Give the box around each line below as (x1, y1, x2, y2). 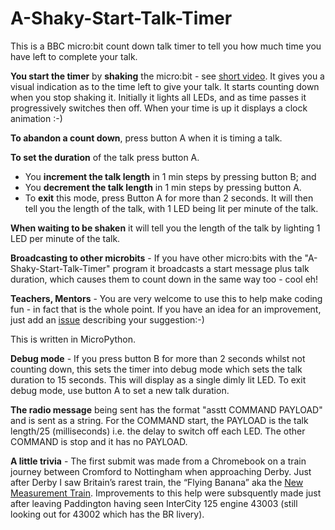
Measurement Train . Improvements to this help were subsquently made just (10, 487, 322, 499)
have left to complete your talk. (10, 50, 138, 62)
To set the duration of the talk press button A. (10, 151, 200, 163)
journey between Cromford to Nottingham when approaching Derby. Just (10, 465, 312, 477)
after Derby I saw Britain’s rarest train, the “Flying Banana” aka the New (10, 476, 304, 488)
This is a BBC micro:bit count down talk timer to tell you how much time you (10, 40, 322, 52)
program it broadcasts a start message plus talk (112, 262, 310, 274)
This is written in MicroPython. (10, 333, 137, 345)
